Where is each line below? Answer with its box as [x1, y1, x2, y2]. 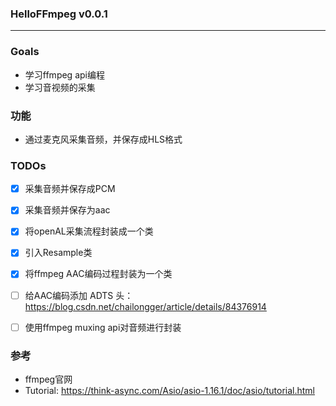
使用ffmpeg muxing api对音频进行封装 [24, 321, 182, 333]
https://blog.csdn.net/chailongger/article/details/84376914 [24, 300, 267, 312]
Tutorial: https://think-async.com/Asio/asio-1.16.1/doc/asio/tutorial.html [24, 384, 315, 396]
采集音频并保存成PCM [24, 183, 116, 195]
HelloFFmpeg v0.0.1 [10, 7, 108, 21]
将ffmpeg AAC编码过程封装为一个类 [24, 268, 173, 280]
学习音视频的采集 [24, 81, 96, 93]
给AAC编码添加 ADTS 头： [24, 289, 134, 301]
